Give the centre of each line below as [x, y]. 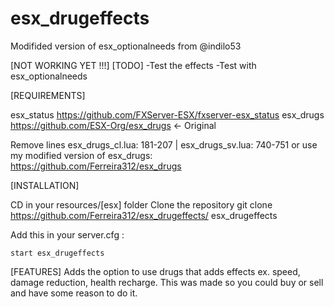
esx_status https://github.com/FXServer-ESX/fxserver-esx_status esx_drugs [167, 114]
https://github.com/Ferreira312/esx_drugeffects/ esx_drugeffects [144, 215]
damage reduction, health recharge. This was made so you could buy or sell [167, 282]
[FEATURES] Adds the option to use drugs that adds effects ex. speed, [155, 271]
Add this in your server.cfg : [67, 234]
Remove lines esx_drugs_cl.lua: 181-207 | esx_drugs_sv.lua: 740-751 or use [164, 144]
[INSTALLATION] [45, 185]
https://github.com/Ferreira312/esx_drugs [96, 166]
